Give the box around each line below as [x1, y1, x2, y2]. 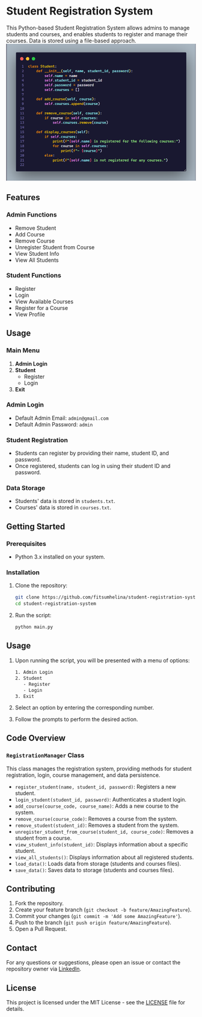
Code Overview [6, 733, 66, 743]
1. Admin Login [14, 669, 54, 675]
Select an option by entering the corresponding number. [14, 704, 155, 711]
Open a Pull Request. [14, 925, 67, 933]
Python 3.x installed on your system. [14, 553, 105, 560]
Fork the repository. [14, 900, 64, 907]
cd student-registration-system [14, 601, 96, 607]
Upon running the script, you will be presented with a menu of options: [14, 656, 190, 664]
